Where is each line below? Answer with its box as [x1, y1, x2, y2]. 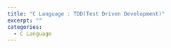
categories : [7, 23, 42, 30]
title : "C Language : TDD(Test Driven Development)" [7, 10, 165, 18]
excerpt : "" [7, 17, 42, 24]
